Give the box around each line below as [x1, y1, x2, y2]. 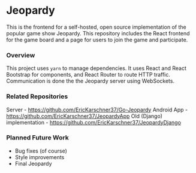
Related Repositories [6, 92, 68, 101]
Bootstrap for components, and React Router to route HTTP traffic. [6, 71, 171, 78]
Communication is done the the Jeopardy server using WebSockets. [6, 77, 175, 84]
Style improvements [14, 153, 65, 160]
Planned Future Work [6, 133, 69, 142]
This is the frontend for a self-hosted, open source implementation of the [6, 23, 187, 31]
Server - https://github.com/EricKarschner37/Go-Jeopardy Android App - [6, 106, 188, 113]
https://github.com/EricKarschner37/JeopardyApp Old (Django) [6, 112, 163, 120]
